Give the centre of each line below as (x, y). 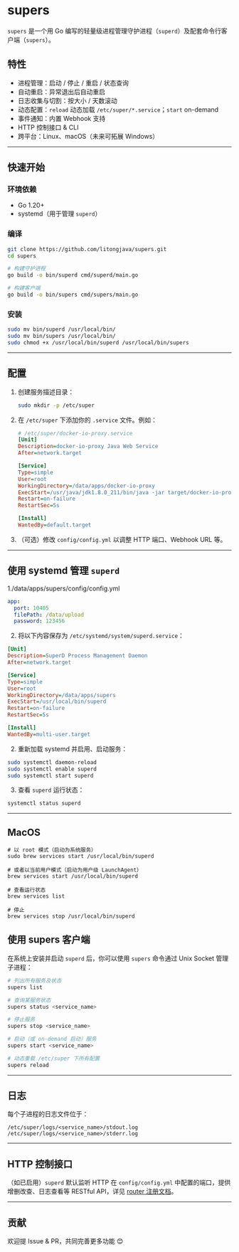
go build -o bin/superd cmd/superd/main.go (73, 275)
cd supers (22, 256)
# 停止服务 (21, 1019)
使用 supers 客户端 (49, 940)
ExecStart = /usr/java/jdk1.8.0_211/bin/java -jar (91, 492)
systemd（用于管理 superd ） (59, 214)
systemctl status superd (44, 803)
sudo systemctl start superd (51, 775)
